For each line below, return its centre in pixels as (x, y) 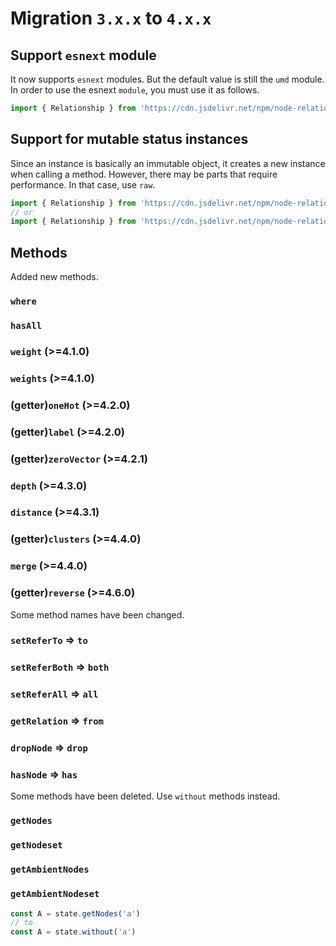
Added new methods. (54, 277)
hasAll (26, 325)
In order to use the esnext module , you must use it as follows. (135, 90)
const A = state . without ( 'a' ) (73, 932)
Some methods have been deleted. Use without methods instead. (145, 796)
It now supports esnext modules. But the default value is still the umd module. (167, 79)
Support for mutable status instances (129, 139)
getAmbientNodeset (55, 894)
